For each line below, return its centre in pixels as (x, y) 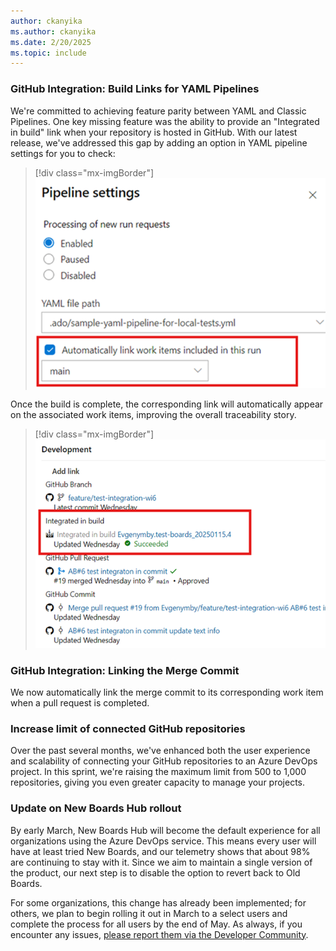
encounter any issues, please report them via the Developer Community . (159, 934)
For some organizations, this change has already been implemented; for (158, 902)
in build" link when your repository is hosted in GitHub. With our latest (154, 132)
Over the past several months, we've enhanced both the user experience (160, 751)
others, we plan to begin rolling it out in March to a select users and (149, 913)
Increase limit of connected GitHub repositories (128, 728)
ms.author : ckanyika (53, 31)
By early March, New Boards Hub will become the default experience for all (165, 830)
